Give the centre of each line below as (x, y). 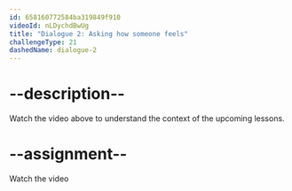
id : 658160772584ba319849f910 (65, 17)
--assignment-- (68, 154)
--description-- (67, 94)
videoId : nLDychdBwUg (49, 26)
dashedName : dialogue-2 (53, 50)
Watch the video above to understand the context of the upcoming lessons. (147, 118)
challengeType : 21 (43, 42)
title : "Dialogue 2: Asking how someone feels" (99, 34)
